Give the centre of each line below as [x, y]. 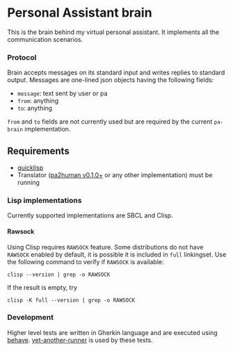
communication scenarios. [45, 39]
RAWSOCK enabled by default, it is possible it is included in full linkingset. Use [117, 254]
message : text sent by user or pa [62, 93]
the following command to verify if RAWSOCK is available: [86, 261]
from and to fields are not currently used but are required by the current [110, 122]
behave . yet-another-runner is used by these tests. [80, 340]
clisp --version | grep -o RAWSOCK [59, 275]
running [29, 183]
